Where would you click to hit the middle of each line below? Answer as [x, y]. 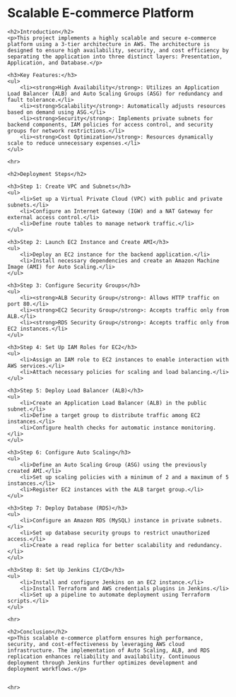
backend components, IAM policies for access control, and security [110, 124]
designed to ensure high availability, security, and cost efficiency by [118, 50]
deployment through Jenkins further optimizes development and [102, 662]
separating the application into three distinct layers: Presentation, [115, 57]
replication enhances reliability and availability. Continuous [104, 656]
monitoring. [199, 428]
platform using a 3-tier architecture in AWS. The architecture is [109, 44]
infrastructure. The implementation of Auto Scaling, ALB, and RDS [109, 650]
